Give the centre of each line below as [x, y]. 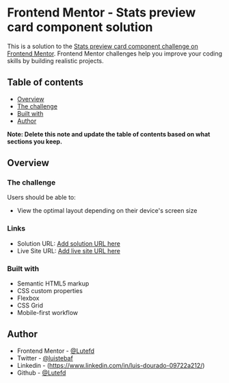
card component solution [80, 27]
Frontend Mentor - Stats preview [102, 13]
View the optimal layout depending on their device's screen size [107, 211]
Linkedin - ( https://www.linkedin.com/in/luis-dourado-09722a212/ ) [111, 365]
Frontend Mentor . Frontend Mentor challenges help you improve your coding [115, 54]
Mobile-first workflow [48, 313]
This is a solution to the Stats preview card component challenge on [103, 46]
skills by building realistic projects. [55, 60]
